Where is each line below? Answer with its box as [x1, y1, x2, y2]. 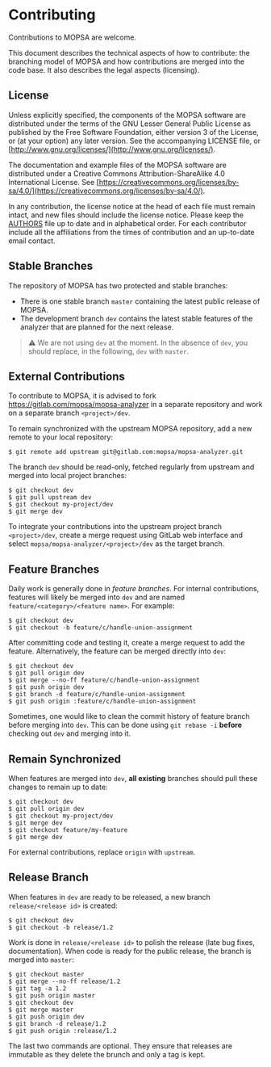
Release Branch [8, 871, 89, 884]
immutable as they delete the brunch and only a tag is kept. [8, 1049, 206, 1059]
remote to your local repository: [8, 432, 113, 442]
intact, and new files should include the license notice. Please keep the [8, 210, 244, 220]
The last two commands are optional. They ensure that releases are [8, 1040, 232, 1051]
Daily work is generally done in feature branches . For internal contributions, [8, 584, 260, 594]
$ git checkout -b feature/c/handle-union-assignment [8, 624, 194, 632]
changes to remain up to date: [8, 782, 108, 792]
